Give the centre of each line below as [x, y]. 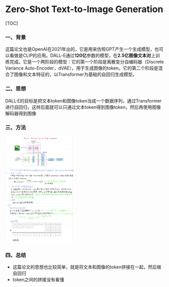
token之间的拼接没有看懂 [38, 280]
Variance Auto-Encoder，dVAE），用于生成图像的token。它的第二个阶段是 [82, 68]
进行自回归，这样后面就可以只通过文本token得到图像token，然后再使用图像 [83, 107]
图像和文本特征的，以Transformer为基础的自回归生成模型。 [75, 75]
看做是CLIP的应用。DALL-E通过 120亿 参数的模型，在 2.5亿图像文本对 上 [82, 55]
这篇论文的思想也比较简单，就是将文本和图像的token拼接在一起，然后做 [87, 267]
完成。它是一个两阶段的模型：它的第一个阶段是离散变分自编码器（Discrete [87, 62]
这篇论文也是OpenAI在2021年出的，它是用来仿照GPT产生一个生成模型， [80, 49]
